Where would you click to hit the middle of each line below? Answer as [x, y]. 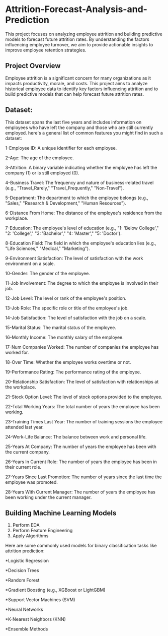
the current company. [28, 452]
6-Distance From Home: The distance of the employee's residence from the [84, 213]
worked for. [17, 352]
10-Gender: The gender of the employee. [48, 273]
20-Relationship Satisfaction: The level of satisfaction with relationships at [82, 381]
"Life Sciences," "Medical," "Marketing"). [48, 248]
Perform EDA [26, 525]
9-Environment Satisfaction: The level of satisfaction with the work [74, 258]
